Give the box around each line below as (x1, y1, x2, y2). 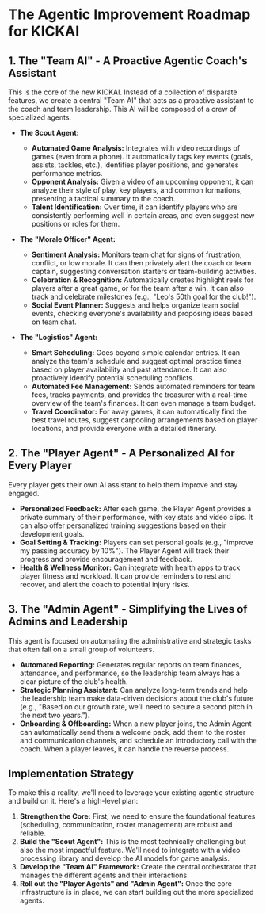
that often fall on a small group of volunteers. (8, 644, 155, 654)
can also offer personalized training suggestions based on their (19, 521, 226, 530)
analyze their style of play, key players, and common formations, (31, 185, 243, 195)
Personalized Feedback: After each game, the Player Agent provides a (19, 503, 252, 513)
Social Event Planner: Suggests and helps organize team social (31, 300, 240, 310)
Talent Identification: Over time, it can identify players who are (31, 202, 238, 212)
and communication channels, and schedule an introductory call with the (19, 735, 257, 745)
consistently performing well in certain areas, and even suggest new (31, 211, 255, 220)
